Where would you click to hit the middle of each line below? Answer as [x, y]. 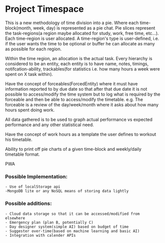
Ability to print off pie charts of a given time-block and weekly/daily [73, 149]
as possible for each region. [33, 49]
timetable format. [23, 154]
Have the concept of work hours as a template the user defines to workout [81, 134]
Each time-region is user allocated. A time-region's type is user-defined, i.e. [82, 38]
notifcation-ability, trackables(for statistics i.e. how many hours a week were [82, 69]
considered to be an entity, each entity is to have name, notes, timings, [77, 64]
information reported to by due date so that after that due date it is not [76, 89]
